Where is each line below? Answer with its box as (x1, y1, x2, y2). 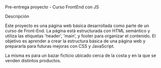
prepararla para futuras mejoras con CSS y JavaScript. (5, 43, 115, 49)
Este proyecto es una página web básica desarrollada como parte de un (5, 23, 149, 28)
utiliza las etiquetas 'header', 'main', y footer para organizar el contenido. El (5, 33, 156, 39)
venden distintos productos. (5, 58, 61, 63)
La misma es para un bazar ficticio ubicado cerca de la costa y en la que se (5, 53, 157, 58)
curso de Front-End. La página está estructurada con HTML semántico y (5, 28, 150, 33)
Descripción (5, 14, 30, 19)
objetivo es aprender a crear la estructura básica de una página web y (5, 38, 146, 44)
